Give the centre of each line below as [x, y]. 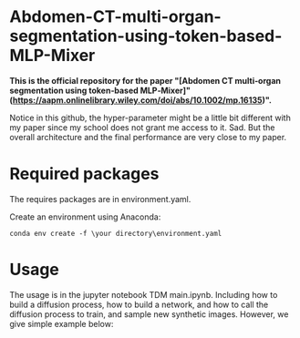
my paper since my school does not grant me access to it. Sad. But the [142, 127]
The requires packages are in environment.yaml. [100, 199]
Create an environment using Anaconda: [85, 217]
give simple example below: [62, 323]
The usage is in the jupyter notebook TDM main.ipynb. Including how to [144, 294]
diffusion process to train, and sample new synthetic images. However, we [149, 314]
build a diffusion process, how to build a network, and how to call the [139, 304]
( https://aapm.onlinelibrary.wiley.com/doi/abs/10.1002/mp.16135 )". [140, 100]
